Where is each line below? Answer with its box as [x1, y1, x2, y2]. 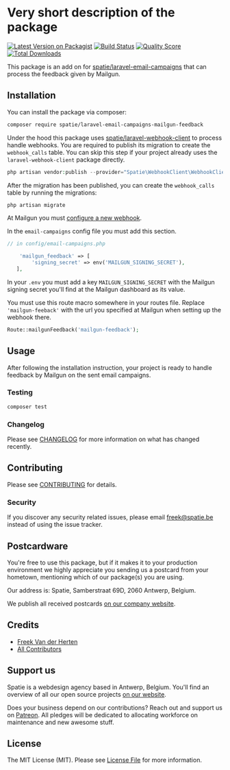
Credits [7, 619, 40, 631]
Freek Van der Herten [16, 637, 78, 645]
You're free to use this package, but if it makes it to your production [7, 558, 198, 567]
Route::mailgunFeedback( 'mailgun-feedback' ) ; [7, 326, 139, 333]
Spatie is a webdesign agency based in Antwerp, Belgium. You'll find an [7, 683, 209, 691]
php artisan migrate [7, 201, 66, 208]
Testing [7, 388, 33, 397]
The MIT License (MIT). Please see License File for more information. [7, 756, 202, 765]
